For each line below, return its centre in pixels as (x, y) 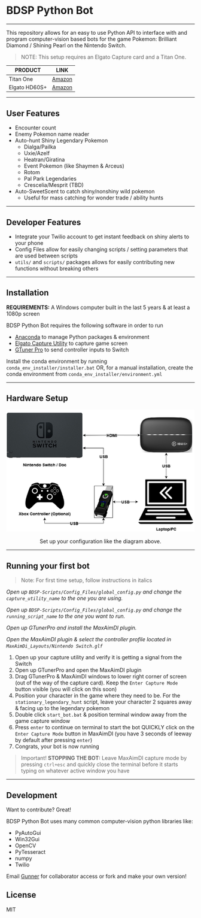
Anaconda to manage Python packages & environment (82, 337)
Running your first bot (48, 566)
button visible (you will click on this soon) (66, 689)
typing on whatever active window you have (75, 771)
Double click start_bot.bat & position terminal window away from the (101, 715)
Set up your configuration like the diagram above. (100, 541)
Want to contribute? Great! (39, 810)
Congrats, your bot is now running (57, 747)
